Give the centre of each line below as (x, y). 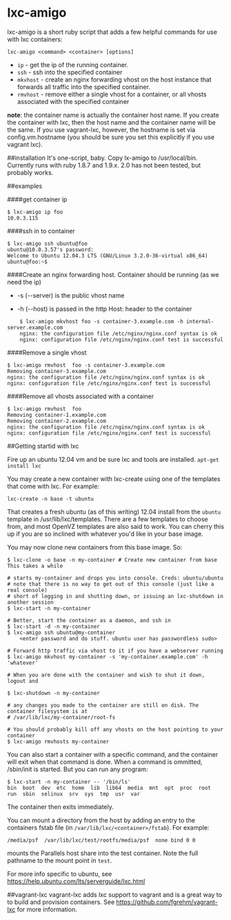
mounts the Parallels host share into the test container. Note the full (103, 853)
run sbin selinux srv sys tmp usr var (73, 794)
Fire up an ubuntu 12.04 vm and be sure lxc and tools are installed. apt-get (113, 459)
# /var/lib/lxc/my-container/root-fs (61, 717)
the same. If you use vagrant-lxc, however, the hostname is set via (101, 129)
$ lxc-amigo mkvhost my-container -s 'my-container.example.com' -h (108, 657)
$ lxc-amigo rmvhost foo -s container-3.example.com (86, 365)
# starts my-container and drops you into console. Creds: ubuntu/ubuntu (115, 578)
